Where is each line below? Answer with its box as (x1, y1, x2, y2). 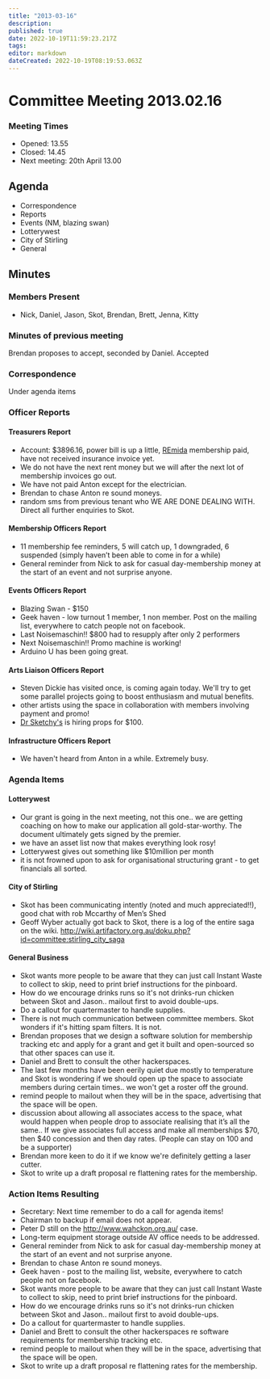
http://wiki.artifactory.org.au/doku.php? (60, 926, 191, 935)
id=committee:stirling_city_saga (19, 934, 125, 944)
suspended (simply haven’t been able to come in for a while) (19, 550, 222, 560)
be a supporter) (19, 1142, 73, 1152)
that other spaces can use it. (19, 1048, 115, 1057)
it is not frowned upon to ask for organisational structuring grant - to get (19, 855, 260, 864)
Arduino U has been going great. (19, 646, 129, 656)
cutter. (19, 1159, 42, 1169)
